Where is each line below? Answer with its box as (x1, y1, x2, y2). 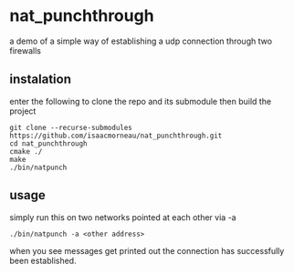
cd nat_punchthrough (9, 138, 89, 148)
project (9, 106, 37, 116)
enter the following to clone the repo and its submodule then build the (9, 96, 272, 106)
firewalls (9, 45, 42, 56)
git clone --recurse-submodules (9, 123, 132, 132)
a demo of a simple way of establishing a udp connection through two (9, 35, 272, 46)
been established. (9, 255, 77, 266)
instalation (9, 72, 71, 87)
